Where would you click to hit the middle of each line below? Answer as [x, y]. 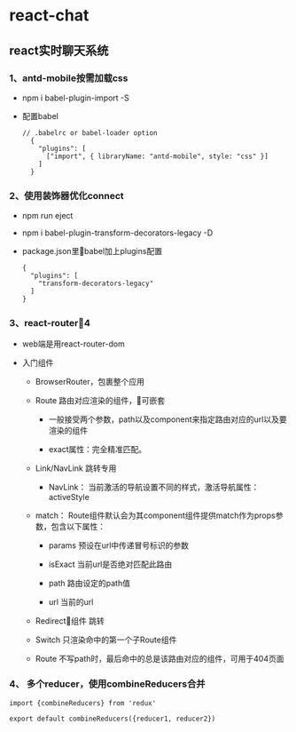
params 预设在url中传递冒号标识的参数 [118, 545]
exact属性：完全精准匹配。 [97, 450]
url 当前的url [71, 602]
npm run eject [47, 216]
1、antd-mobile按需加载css [69, 78]
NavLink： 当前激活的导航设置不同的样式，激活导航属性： [154, 487]
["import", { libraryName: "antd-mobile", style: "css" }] [157, 156]
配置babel [40, 115]
